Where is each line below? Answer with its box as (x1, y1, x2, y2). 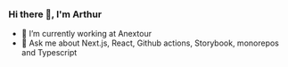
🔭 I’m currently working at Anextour (21, 29, 152, 39)
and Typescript (21, 47, 78, 58)
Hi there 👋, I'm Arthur (8, 8, 103, 21)
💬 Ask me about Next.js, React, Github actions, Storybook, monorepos (21, 38, 280, 48)
